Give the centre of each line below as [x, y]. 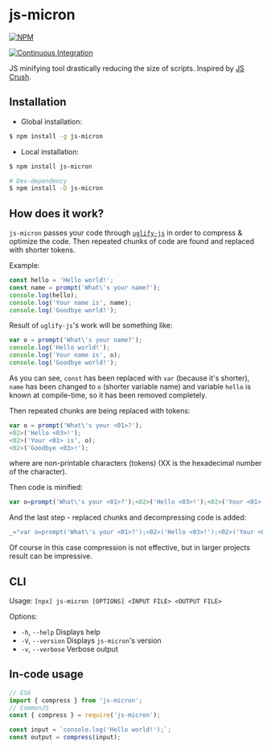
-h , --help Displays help [61, 632]
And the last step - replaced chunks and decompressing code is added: [128, 517]
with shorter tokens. [42, 250]
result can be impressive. [51, 556]
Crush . [20, 76]
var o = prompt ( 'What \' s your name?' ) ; [76, 340]
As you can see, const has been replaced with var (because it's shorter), [129, 378]
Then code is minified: [46, 488]
